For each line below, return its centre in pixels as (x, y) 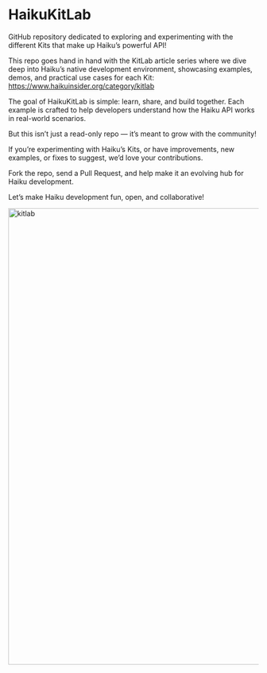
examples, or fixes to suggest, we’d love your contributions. (106, 158)
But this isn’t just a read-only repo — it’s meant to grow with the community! (132, 134)
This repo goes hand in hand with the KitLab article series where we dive (128, 61)
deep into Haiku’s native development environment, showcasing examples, (130, 68)
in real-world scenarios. (47, 118)
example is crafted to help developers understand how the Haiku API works (132, 110)
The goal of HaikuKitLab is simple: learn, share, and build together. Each (126, 101)
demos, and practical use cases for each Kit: (81, 77)
